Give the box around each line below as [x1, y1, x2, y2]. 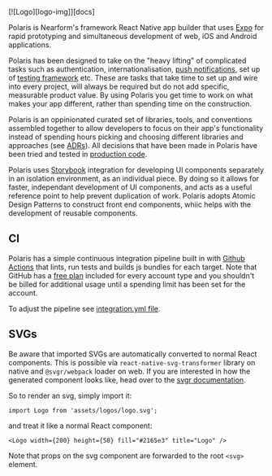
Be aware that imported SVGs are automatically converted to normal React [8, 349, 257, 359]
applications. [8, 40, 51, 50]
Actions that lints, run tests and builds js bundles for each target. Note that [8, 262, 257, 272]
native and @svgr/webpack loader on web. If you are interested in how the [8, 366, 251, 376]
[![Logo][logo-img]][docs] [8, 7, 95, 16]
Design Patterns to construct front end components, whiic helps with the [8, 199, 252, 209]
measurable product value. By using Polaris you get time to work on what [8, 90, 253, 100]
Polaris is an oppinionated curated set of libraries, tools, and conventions [8, 115, 253, 124]
